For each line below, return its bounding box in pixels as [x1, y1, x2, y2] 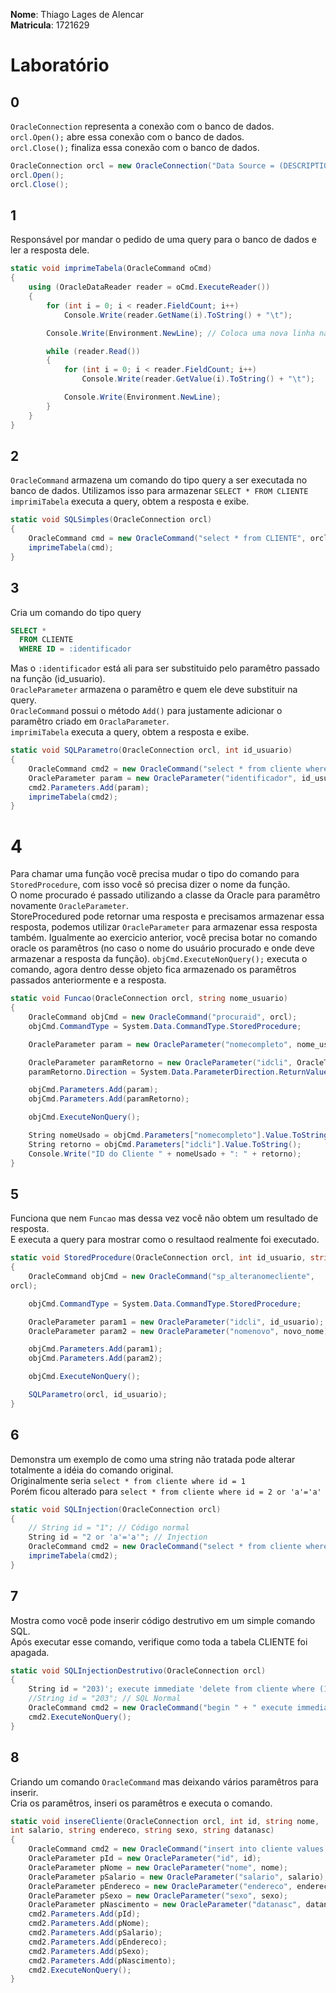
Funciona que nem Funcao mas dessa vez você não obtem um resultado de [10, 1212, 319, 1224]
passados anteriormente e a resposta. [10, 974, 167, 986]
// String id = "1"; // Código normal [28, 1523, 190, 1533]
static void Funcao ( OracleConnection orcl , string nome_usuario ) [10, 994, 288, 1004]
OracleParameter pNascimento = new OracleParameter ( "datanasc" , [28, 1900, 302, 1910]
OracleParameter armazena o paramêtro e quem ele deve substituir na [10, 684, 298, 696]
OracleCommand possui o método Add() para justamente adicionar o [10, 705, 283, 717]
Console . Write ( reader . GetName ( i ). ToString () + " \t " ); [63, 310, 293, 320]
